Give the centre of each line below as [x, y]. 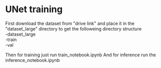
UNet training [34, 9]
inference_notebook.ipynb [32, 60]
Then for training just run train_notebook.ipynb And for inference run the [80, 55]
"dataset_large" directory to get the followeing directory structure [73, 28]
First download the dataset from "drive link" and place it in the [70, 23]
